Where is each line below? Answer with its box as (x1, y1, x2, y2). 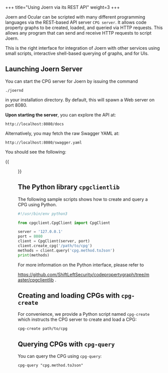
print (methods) (18, 253, 50, 258)
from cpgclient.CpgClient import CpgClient (18, 220, 111, 225)
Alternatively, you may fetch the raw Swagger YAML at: (5, 130, 120, 136)
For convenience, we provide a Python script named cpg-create (18, 311, 150, 317)
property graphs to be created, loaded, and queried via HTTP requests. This (5, 25, 163, 31)
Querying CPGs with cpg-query (18, 340, 115, 348)
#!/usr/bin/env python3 (18, 211, 68, 216)
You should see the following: (5, 149, 66, 155)
